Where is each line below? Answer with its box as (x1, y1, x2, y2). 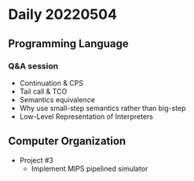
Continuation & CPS (19, 78, 84, 87)
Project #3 (19, 155, 53, 164)
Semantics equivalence (19, 94, 96, 104)
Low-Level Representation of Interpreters (19, 112, 153, 121)
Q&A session (8, 61, 59, 72)
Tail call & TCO (19, 87, 68, 96)
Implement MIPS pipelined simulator (31, 164, 148, 173)
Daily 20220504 (8, 6, 118, 24)
